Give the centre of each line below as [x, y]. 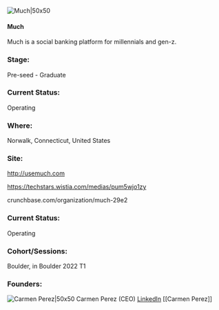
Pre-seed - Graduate [37, 75]
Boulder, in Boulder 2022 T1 [46, 266]
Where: [20, 126]
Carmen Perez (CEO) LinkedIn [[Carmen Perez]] [144, 299]
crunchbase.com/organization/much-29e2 [67, 200]
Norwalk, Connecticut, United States [59, 141]
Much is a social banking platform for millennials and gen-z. [92, 42]
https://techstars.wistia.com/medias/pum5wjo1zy [77, 187]
